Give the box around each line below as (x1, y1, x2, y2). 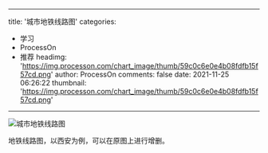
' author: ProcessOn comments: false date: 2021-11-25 (50, 69, 230, 79)
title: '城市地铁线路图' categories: (8, 17, 117, 26)
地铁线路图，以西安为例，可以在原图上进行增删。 (8, 136, 169, 145)
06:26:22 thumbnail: (19, 78, 87, 88)
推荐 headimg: (19, 53, 68, 61)
